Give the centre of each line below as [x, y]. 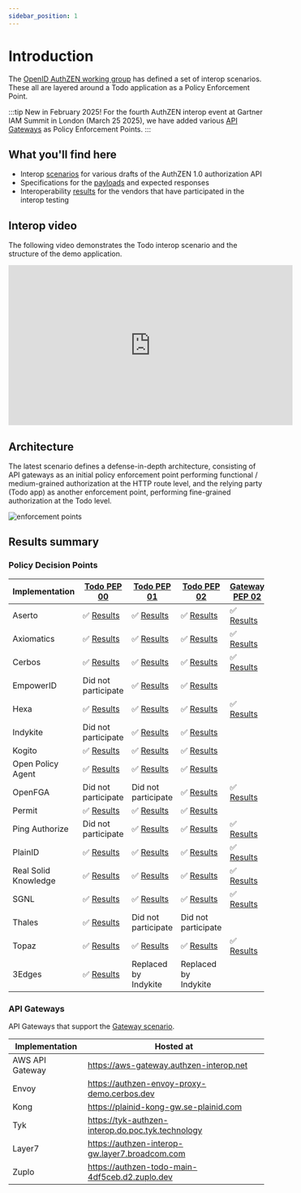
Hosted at [174, 1046]
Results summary [54, 542]
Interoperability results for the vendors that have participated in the [132, 191]
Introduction [51, 56]
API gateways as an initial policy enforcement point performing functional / [133, 475]
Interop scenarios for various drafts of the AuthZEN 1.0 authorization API [141, 174]
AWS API [30, 1060]
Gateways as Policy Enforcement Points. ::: [80, 129]
